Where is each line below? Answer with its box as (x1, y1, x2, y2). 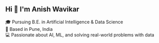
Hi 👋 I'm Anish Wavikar (5, 5, 79, 14)
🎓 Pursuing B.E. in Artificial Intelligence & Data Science (5, 19, 123, 25)
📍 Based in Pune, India (5, 26, 53, 32)
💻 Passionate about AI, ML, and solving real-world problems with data (5, 31, 155, 38)
